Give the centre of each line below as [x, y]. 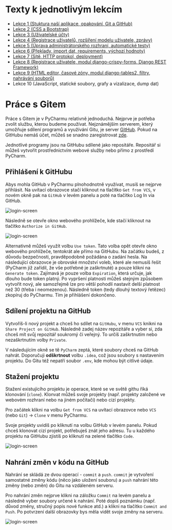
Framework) [25, 67]
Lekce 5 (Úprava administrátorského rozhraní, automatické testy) [81, 45]
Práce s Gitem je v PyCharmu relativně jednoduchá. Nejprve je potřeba [80, 119]
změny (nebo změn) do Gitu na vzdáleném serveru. [60, 485]
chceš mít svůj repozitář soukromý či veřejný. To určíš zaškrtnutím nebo [81, 334]
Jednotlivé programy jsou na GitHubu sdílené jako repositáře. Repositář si [83, 145]
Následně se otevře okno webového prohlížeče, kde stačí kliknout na [78, 220]
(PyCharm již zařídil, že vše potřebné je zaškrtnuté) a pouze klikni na [78, 267]
